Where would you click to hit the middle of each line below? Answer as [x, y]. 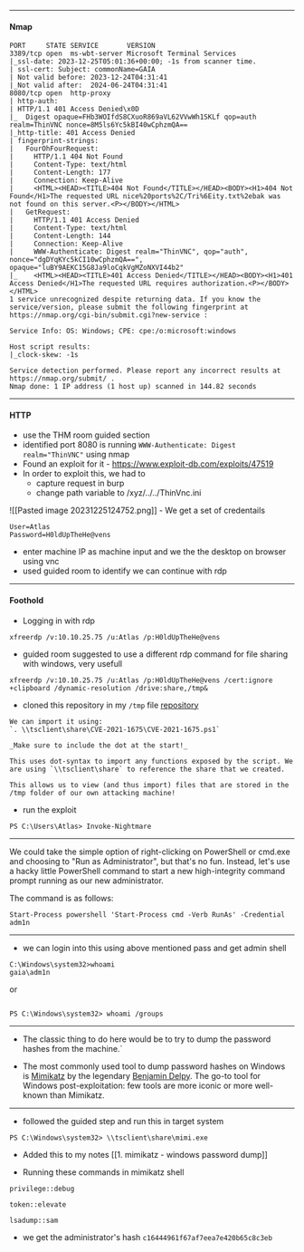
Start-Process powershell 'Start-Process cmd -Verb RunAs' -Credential [147, 915]
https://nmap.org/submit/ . [62, 379]
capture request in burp [80, 483]
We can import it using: [56, 721]
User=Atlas [30, 527]
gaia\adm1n [30, 972]
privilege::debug [42, 1189]
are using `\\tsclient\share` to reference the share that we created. [147, 769]
